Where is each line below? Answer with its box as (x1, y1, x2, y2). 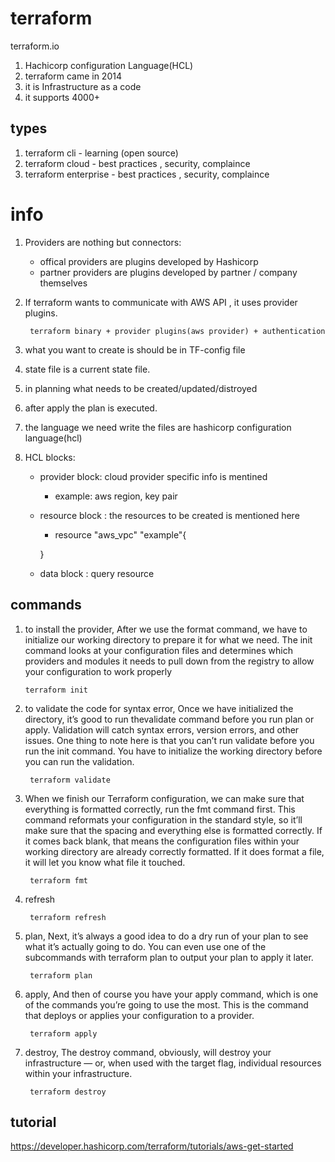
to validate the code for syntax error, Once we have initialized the (24, 702, 294, 714)
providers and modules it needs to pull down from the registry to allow (24, 655, 315, 667)
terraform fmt (29, 875, 89, 886)
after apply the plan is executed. (24, 402, 158, 414)
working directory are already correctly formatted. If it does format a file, (24, 845, 325, 857)
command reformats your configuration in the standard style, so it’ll (24, 813, 303, 826)
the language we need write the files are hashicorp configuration (24, 421, 292, 433)
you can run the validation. (24, 755, 135, 767)
